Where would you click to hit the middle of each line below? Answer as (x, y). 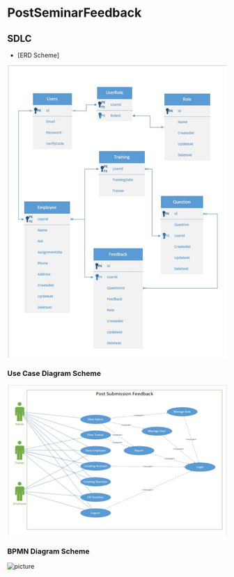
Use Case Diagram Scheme (54, 374)
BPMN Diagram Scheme (48, 551)
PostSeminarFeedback (75, 13)
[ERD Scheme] (38, 55)
